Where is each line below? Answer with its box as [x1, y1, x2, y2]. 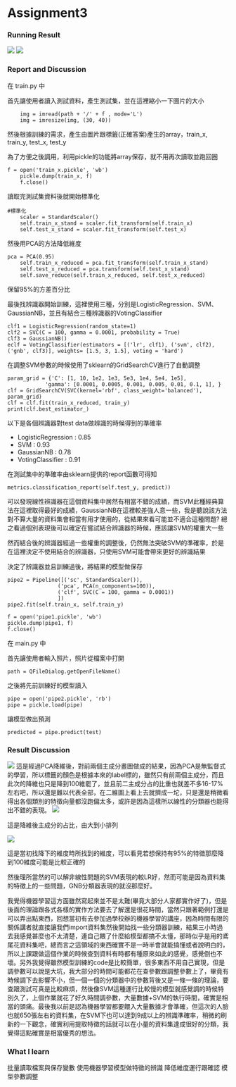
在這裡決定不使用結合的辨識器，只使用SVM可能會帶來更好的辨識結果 [7, 547, 206, 556]
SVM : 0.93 [17, 440, 51, 449]
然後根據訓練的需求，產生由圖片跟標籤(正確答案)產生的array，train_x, [7, 130, 208, 138]
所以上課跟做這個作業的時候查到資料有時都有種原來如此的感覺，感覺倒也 [7, 950, 216, 958]
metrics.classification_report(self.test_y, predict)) [7, 484, 171, 491]
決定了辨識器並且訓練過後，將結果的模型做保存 [7, 562, 143, 571]
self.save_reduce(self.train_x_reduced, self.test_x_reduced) [20, 271, 206, 279]
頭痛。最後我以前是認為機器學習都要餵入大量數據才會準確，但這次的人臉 [19, 1002, 229, 1011]
